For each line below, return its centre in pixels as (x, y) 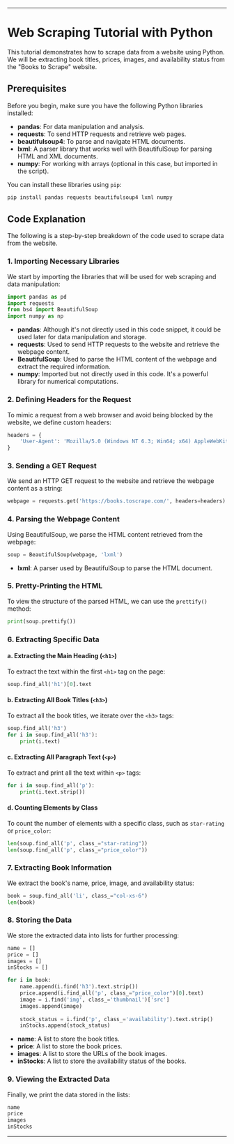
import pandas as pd (37, 297)
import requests (31, 303)
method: (19, 609)
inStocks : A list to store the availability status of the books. (102, 1061)
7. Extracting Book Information (60, 868)
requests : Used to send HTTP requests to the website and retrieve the (118, 344)
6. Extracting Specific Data (53, 639)
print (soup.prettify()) (42, 621)
